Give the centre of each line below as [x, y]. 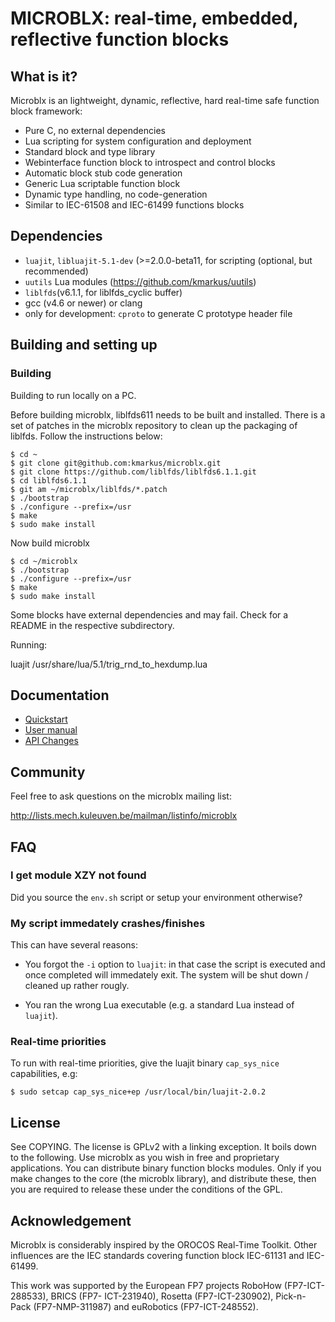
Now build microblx [50, 543]
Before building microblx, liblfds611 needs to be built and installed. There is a [168, 414]
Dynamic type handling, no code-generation [116, 194]
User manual [51, 730]
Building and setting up [84, 345]
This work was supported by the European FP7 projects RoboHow [146, 1286]
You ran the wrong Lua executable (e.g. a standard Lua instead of [159, 1005]
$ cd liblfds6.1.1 [48, 480]
